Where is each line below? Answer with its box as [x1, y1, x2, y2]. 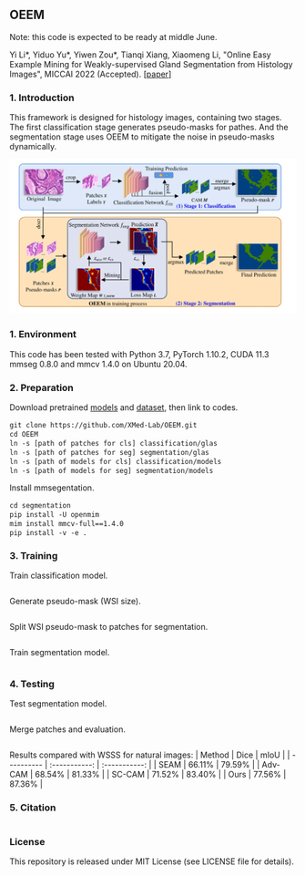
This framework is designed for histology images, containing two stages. [9, 112, 282, 123]
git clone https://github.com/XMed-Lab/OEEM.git [9, 420, 198, 429]
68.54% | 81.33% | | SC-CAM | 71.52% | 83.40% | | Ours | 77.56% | [35, 769, 287, 780]
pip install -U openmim [9, 510, 100, 519]
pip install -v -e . [9, 528, 88, 537]
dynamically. [9, 141, 57, 152]
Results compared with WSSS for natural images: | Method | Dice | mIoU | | [9, 749, 290, 760]
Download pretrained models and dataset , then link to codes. [9, 401, 239, 413]
